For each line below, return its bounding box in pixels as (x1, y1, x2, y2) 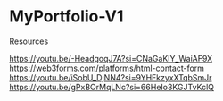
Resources (9, 36, 49, 46)
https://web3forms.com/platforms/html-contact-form (9, 63, 205, 73)
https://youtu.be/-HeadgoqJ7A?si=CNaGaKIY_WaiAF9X (9, 53, 212, 63)
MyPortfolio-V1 (9, 6, 124, 27)
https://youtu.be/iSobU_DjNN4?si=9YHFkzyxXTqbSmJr (9, 72, 212, 82)
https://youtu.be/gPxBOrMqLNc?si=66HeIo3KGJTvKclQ (9, 81, 215, 92)
